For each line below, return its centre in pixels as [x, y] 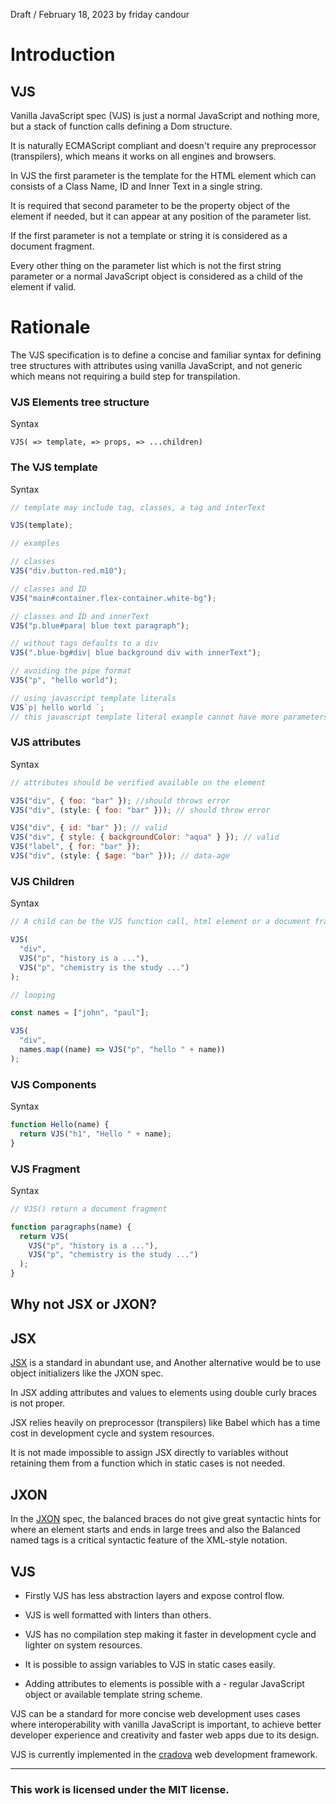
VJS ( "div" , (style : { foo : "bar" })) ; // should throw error [140, 810]
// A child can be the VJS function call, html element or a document [160, 922]
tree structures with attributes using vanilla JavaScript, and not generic [156, 365]
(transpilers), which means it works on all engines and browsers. [143, 156]
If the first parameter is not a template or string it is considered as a [149, 235]
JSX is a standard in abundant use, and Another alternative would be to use [166, 1363]
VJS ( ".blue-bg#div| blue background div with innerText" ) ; [136, 653]
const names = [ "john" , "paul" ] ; [80, 1013]
